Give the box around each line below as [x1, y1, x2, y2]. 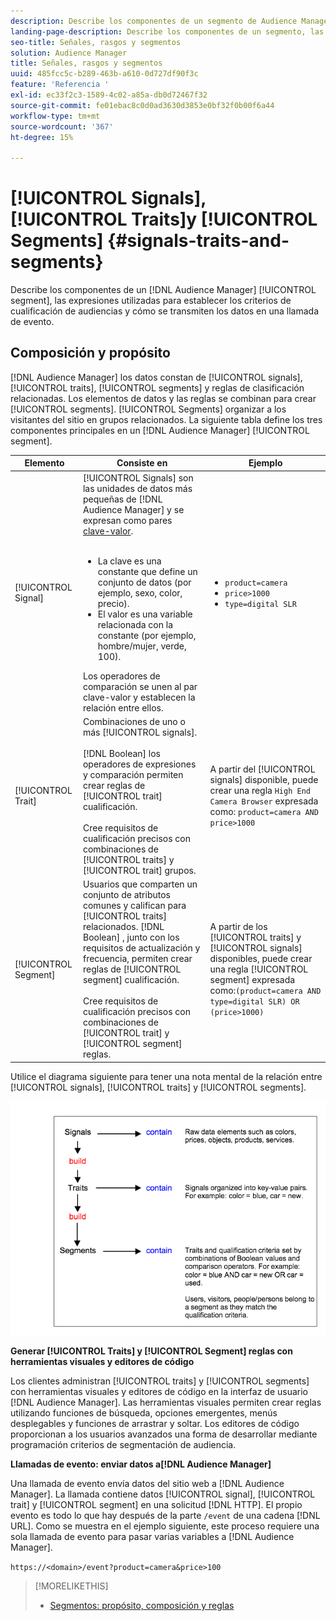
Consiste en [116, 457, 168, 469]
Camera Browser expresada [209, 795, 319, 807]
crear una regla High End [209, 785, 311, 797]
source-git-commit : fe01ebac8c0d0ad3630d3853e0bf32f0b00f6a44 [10, 100, 275, 110]
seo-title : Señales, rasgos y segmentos [10, 37, 182, 47]
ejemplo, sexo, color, [97, 586, 183, 599]
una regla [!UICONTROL [209, 963, 309, 975]
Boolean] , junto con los [82, 931, 180, 944]
